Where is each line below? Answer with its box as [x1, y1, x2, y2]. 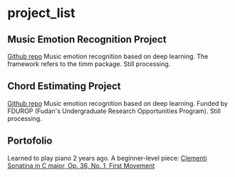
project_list [7, 5, 75, 21]
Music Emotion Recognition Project [7, 33, 167, 45]
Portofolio [7, 135, 53, 147]
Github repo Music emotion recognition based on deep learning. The [7, 52, 209, 60]
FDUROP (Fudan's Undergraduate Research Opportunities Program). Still [7, 107, 221, 115]
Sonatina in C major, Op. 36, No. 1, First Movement [7, 161, 155, 170]
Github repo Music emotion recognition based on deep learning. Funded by [7, 99, 228, 107]
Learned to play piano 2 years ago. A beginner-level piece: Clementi [7, 154, 208, 162]
